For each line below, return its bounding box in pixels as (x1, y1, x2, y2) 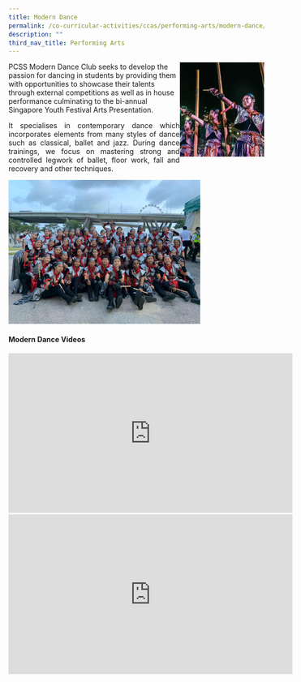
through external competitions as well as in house (8, 88, 174, 97)
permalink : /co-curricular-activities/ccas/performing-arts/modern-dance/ (8, 21, 267, 30)
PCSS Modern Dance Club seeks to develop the (8, 62, 169, 72)
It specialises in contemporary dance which (8, 121, 180, 131)
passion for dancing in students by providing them (8, 71, 177, 80)
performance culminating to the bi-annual (8, 97, 148, 106)
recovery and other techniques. (8, 164, 114, 174)
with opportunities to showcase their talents (8, 79, 156, 89)
